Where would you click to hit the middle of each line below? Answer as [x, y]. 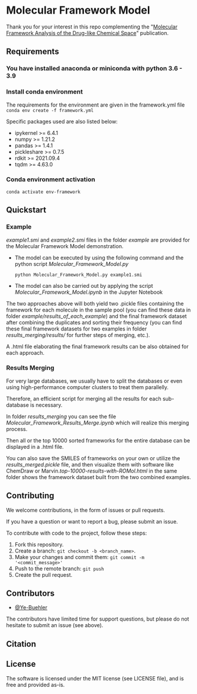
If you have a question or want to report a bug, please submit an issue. [92, 521]
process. [17, 429]
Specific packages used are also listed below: [62, 121]
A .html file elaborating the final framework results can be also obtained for [97, 346]
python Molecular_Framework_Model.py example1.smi [78, 275]
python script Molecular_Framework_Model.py [72, 264]
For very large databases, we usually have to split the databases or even [94, 381]
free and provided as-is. [35, 685]
